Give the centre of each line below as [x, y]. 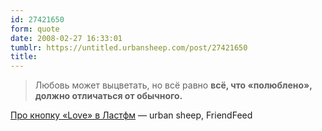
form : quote [35, 29]
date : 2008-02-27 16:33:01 [66, 38]
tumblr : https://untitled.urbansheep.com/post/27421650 [129, 47]
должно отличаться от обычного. [108, 96]
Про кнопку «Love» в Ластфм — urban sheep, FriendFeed [131, 115]
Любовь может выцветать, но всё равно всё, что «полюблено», [173, 85]
